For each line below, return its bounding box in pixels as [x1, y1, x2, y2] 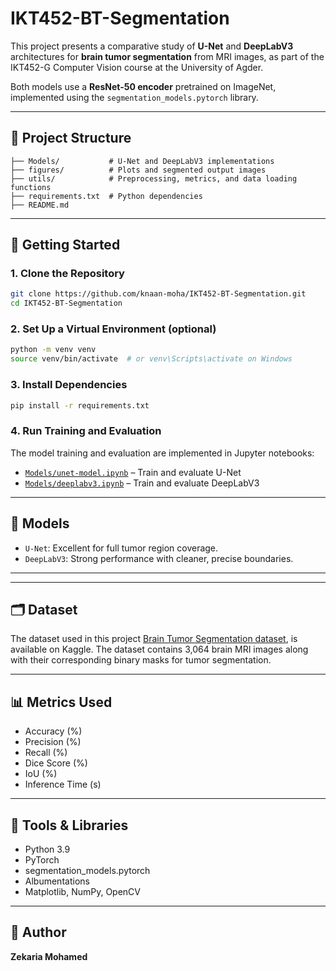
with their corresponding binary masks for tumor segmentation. [10, 654, 272, 666]
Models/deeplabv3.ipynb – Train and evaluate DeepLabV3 [24, 477, 260, 489]
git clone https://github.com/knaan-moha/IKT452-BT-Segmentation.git [10, 289, 307, 299]
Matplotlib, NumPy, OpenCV [24, 885, 141, 897]
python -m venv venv [10, 345, 97, 355]
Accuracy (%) [24, 725, 83, 737]
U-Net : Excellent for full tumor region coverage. [24, 542, 219, 554]
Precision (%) [24, 736, 82, 748]
